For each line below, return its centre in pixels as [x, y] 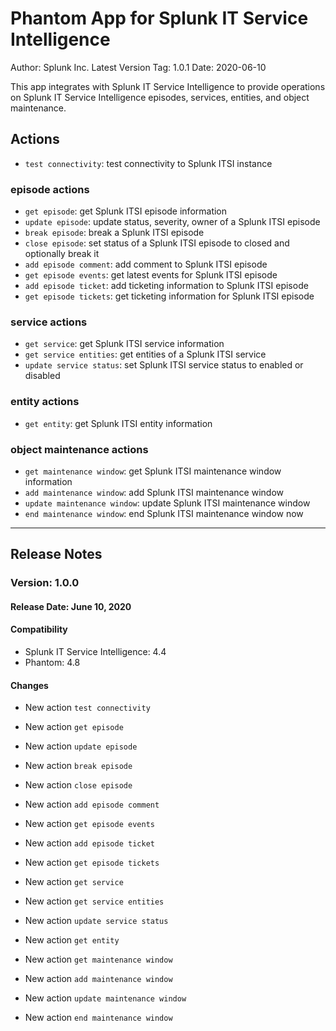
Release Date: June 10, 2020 [71, 606]
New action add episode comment [92, 804]
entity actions [45, 402]
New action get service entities [94, 901]
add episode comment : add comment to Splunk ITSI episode [146, 264]
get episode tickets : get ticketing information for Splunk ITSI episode [169, 296]
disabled [42, 376]
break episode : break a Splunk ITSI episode [114, 233]
